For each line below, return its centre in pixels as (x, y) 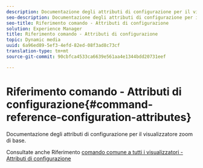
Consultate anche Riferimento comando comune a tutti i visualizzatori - (95, 152)
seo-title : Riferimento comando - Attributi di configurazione (88, 23)
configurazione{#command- (79, 104)
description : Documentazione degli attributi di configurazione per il (98, 12)
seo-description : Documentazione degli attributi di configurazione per (100, 17)
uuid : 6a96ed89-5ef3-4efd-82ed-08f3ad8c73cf (63, 46)
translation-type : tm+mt (37, 51)
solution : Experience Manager (44, 29)
